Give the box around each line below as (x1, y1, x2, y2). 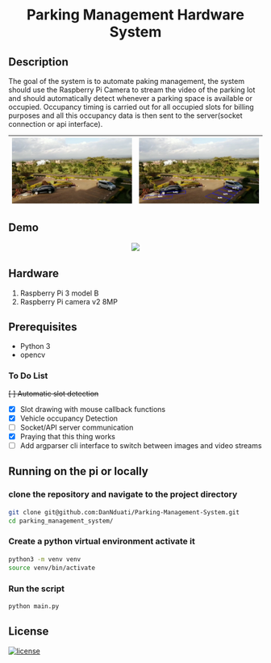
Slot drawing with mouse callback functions (19, 404, 166, 413)
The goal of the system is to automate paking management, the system (8, 77, 244, 86)
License (8, 624, 49, 639)
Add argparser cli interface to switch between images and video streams (19, 441, 262, 451)
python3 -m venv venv (8, 555, 81, 563)
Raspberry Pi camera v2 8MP (19, 296, 119, 306)
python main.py (8, 602, 60, 611)
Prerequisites (8, 321, 77, 334)
